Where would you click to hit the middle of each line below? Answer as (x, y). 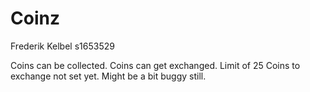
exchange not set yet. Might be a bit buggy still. (108, 76)
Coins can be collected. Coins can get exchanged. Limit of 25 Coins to (155, 65)
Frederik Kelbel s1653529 (62, 46)
